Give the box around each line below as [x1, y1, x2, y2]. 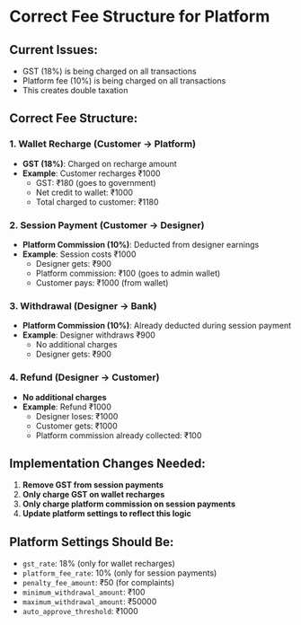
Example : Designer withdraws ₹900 [22, 330, 155, 340]
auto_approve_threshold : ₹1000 [22, 606, 139, 617]
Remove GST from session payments [22, 480, 164, 490]
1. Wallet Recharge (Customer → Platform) [9, 137, 196, 150]
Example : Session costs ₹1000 [22, 249, 137, 260]
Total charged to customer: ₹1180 [35, 196, 159, 207]
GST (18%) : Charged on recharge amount [22, 158, 177, 169]
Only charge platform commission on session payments [22, 498, 236, 509]
